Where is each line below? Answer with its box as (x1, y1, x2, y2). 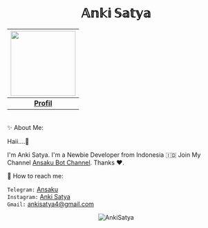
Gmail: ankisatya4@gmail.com (7, 200, 95, 208)
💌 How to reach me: (7, 171, 64, 180)
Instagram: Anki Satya (7, 192, 70, 200)
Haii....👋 (7, 137, 30, 145)
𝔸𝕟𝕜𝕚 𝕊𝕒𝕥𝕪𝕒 (81, 6, 151, 21)
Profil (34, 98, 53, 108)
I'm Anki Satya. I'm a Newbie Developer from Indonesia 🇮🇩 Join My (7, 151, 201, 159)
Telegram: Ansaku (7, 185, 59, 193)
